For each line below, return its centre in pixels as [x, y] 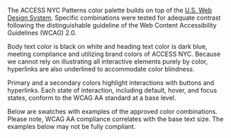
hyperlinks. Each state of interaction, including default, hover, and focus [112, 90]
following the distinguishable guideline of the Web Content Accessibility [112, 25]
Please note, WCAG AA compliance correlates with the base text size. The [115, 119]
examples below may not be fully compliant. [72, 126]
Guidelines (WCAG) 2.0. [42, 33]
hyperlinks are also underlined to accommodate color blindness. [101, 69]
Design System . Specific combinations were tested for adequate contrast [114, 18]
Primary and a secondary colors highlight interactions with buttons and [111, 83]
